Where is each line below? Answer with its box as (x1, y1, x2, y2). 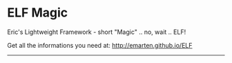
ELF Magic (7, 5, 68, 21)
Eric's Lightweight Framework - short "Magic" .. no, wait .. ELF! (7, 28, 186, 36)
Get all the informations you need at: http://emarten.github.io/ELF (7, 41, 193, 49)
